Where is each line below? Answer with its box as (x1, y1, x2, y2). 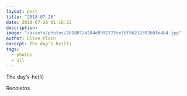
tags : (6, 47, 19, 52)
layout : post (6, 8, 38, 15)
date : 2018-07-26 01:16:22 (6, 19, 72, 25)
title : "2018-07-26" (6, 14, 57, 20)
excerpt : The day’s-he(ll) (6, 41, 72, 47)
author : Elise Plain (6, 35, 57, 41)
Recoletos (6, 84, 30, 91)
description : (6, 24, 38, 31)
